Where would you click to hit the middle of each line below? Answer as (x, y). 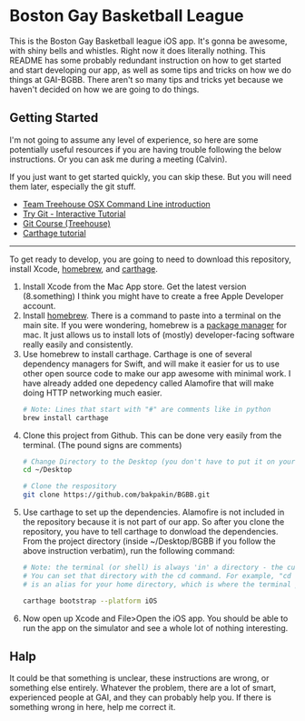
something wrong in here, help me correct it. (93, 707)
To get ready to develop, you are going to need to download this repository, (151, 259)
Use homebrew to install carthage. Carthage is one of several (137, 354)
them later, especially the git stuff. (73, 186)
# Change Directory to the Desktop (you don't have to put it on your (159, 461)
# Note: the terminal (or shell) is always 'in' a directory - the (152, 567)
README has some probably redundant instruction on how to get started (145, 60)
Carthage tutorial (54, 233)
